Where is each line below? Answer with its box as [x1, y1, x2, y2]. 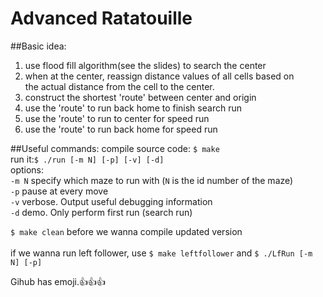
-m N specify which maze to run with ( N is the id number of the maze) [10, 174, 294, 186]
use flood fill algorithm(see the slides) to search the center [24, 59, 267, 71]
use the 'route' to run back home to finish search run [24, 102, 242, 114]
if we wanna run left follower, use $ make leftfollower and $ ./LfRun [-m [10, 247, 313, 259]
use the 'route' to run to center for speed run [24, 112, 210, 124]
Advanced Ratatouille [10, 7, 193, 30]
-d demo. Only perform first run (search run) [10, 206, 193, 218]
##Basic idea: [10, 40, 67, 52]
